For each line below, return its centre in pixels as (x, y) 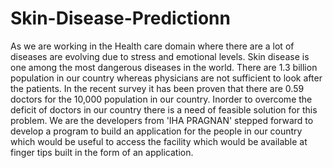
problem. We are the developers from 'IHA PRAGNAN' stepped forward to (162, 120)
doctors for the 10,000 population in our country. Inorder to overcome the (161, 99)
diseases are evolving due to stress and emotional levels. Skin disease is (160, 56)
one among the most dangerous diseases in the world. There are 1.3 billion (164, 67)
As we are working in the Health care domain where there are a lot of (152, 46)
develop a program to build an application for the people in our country (156, 131)
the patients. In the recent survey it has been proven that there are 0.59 (157, 88)
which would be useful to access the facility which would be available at (159, 141)
